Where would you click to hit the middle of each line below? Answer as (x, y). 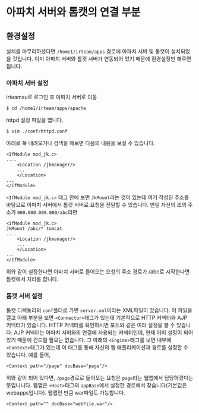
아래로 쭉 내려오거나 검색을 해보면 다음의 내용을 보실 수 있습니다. (81, 143)
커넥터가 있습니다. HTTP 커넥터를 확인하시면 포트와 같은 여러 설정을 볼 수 (91, 325)
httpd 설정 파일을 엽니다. (35, 120)
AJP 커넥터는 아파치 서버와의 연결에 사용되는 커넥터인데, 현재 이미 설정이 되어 (104, 332)
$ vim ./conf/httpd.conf (37, 131)
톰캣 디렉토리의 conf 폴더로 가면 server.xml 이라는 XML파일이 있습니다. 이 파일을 (99, 310)
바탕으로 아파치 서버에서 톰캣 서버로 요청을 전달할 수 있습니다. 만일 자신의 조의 (97, 205)
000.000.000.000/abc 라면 (47, 212)
